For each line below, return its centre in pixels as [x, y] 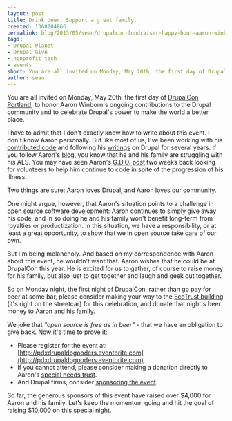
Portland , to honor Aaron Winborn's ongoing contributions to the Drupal [109, 105]
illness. [17, 177]
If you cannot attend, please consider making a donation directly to [113, 368]
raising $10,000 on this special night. [59, 410]
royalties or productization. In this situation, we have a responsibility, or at [112, 226]
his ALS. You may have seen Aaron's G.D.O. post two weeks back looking [112, 162]
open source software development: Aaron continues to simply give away [112, 211]
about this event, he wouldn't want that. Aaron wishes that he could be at [111, 261]
